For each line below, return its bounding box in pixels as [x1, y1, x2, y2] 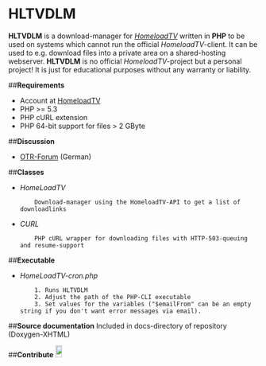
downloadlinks [19, 204, 67, 213]
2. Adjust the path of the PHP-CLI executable [34, 293, 191, 301]
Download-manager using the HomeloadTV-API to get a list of [34, 198, 241, 206]
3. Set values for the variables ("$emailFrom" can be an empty [34, 300, 252, 308]
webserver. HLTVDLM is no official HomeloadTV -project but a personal [8, 56, 242, 66]
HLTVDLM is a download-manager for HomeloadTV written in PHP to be [8, 31, 245, 41]
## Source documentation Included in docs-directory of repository [8, 321, 228, 330]
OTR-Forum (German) [19, 152, 92, 162]
